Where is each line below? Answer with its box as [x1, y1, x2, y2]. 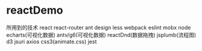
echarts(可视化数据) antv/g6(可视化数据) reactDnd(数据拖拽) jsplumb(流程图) [6, 31, 197, 39]
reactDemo [6, 4, 63, 17]
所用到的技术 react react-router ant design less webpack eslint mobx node [6, 24, 191, 31]
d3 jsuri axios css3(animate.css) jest [6, 38, 97, 45]
